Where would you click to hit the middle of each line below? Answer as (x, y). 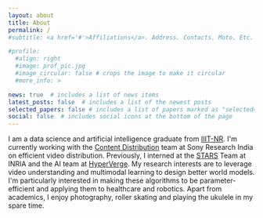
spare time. (26, 205)
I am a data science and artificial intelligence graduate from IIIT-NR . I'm (122, 139)
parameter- (218, 180)
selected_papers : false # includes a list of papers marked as (113, 109)
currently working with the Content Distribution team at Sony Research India (131, 147)
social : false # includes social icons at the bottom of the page (121, 117)
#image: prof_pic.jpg (50, 66)
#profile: (24, 52)
